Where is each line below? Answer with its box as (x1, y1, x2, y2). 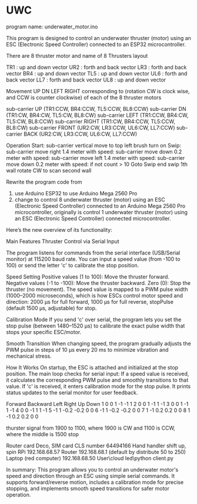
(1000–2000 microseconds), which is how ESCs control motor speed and (6, 292, 183, 299)
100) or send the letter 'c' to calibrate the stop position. (6, 261, 139, 269)
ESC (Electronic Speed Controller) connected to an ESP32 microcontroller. (6, 41, 186, 48)
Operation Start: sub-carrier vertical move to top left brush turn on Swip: (6, 142, 181, 149)
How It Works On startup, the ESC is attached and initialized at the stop (6, 364, 178, 371)
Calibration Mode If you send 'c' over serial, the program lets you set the (6, 316, 182, 323)
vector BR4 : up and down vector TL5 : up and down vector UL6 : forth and (6, 70, 188, 77)
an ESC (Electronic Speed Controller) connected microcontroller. (14, 215, 172, 222)
